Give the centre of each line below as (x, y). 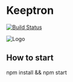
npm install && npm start (37, 72)
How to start (30, 58)
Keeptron (30, 11)
